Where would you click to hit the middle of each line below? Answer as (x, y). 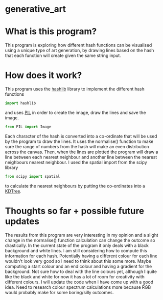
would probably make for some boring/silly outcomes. (59, 292)
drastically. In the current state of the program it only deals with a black (77, 245)
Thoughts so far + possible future (75, 211)
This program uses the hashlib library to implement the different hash (75, 89)
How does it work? (44, 75)
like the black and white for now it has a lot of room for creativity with (75, 276)
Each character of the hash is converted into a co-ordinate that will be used (81, 136)
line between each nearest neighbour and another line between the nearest (81, 157)
